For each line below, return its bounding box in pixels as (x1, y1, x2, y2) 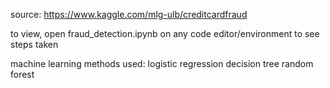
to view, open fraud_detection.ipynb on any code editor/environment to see (10, 28, 320, 39)
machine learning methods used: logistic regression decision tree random (10, 58, 314, 69)
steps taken (10, 39, 59, 50)
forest (10, 69, 35, 80)
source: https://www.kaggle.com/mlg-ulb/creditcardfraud (10, 9, 248, 20)
